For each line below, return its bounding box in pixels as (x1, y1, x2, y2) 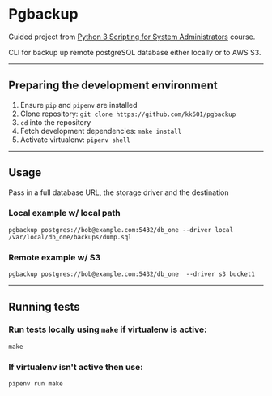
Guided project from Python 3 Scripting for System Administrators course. (8, 32, 256, 41)
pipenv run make (8, 380, 63, 388)
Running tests (8, 299, 81, 313)
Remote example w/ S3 (8, 252, 101, 263)
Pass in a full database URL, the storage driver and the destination (8, 187, 229, 197)
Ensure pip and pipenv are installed (19, 100, 138, 110)
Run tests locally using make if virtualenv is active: (8, 324, 207, 335)
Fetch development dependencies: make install (19, 126, 182, 136)
